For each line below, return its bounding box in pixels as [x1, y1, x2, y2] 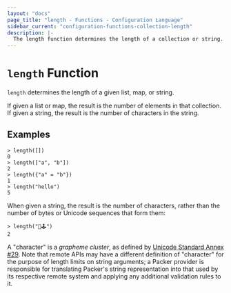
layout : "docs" [7, 10, 51, 17]
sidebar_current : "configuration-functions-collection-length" [7, 23, 193, 30]
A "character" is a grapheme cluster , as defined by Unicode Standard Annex [7, 243, 224, 251]
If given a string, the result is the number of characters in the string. [7, 109, 199, 117]
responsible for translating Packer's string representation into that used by [7, 265, 219, 273]
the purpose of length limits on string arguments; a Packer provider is [7, 257, 205, 265]
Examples [7, 129, 50, 141]
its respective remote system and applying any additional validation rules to [7, 272, 221, 280]
